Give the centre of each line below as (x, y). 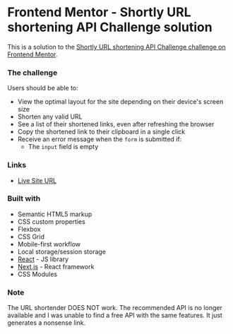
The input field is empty (63, 147)
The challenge (32, 73)
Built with (24, 198)
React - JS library (43, 259)
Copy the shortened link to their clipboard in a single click (101, 132)
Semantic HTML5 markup (55, 214)
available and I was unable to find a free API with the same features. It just (115, 316)
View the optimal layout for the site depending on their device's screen (120, 102)
